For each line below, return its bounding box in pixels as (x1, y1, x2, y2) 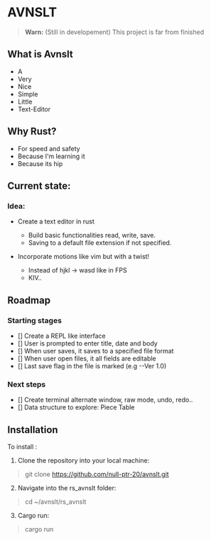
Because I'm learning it (17, 152, 85, 160)
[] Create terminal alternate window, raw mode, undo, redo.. (17, 395, 193, 404)
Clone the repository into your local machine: (17, 456, 150, 465)
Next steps (7, 379, 46, 389)
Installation (7, 424, 58, 436)
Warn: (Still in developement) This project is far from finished (24, 28, 205, 36)
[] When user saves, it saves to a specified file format (17, 346, 174, 355)
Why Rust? (7, 126, 57, 138)
